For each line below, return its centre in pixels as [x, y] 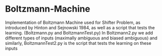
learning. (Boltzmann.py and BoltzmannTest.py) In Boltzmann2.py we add [79, 33]
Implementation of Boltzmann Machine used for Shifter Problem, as [73, 22]
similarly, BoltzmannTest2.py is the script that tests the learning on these [78, 43]
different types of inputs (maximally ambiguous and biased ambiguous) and [81, 38]
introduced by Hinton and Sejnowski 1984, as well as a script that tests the [80, 27]
